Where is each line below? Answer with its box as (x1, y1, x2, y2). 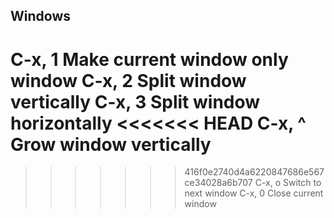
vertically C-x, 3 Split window (10, 90, 261, 113)
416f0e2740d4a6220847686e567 (184, 166, 325, 178)
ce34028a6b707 (184, 177, 253, 189)
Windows (10, 8, 71, 25)
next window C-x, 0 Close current (184, 187, 324, 199)
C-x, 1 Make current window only (10, 48, 289, 71)
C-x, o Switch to (254, 177, 322, 189)
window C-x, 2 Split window (10, 69, 247, 92)
